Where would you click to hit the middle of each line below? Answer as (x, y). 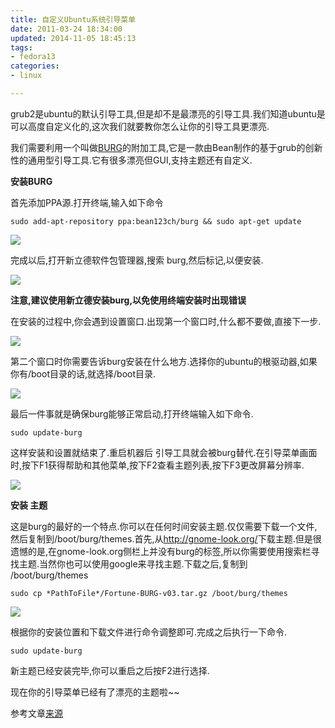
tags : (21, 47)
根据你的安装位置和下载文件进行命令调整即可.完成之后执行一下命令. (149, 632)
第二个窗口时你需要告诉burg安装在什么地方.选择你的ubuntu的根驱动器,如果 (164, 361)
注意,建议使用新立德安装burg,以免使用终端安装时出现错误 (128, 300)
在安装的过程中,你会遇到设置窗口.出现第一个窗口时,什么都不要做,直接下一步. (166, 321)
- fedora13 (33, 57)
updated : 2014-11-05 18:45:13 (73, 38)
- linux (26, 76)
